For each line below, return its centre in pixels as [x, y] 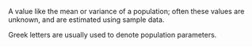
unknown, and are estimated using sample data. [86, 20]
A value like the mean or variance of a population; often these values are [126, 11]
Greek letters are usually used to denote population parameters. [113, 35]
